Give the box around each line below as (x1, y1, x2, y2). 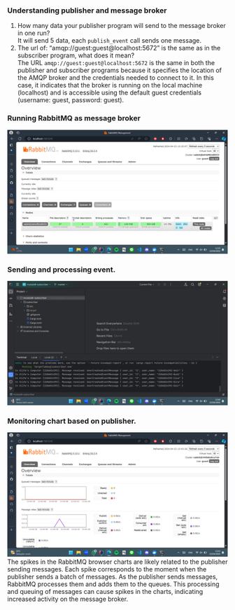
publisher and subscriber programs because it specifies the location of (17, 66, 222, 75)
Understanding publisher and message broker (7, 6, 167, 15)
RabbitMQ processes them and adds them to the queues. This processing (7, 580, 220, 588)
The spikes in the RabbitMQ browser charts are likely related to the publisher (7, 557, 228, 566)
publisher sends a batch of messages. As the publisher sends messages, (7, 572, 218, 581)
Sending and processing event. (7, 265, 116, 275)
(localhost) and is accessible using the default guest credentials (17, 88, 201, 97)
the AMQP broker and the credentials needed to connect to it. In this (17, 74, 215, 82)
